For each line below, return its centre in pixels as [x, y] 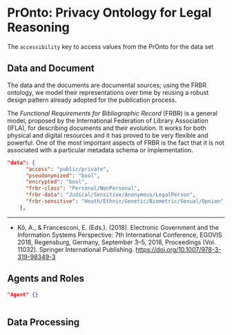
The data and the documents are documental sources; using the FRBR [107, 85]
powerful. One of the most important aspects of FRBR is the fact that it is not [116, 143]
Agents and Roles [46, 279]
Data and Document [51, 68]
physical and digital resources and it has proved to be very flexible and [108, 135]
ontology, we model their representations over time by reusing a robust [108, 92]
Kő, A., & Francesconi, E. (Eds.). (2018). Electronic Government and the [118, 227]
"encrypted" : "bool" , [57, 182]
